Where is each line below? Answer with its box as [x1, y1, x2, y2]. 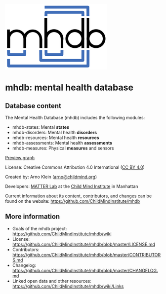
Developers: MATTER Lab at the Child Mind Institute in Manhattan [5, 184, 138, 189]
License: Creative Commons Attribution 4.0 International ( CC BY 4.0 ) [5, 164, 145, 170]
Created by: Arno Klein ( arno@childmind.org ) [5, 174, 97, 180]
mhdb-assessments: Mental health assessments [12, 140, 113, 146]
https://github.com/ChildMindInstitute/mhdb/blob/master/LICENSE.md [12, 241, 156, 247]
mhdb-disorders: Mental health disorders [12, 130, 97, 135]
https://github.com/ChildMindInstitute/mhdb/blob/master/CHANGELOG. [12, 267, 158, 273]
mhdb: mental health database [5, 82, 133, 93]
